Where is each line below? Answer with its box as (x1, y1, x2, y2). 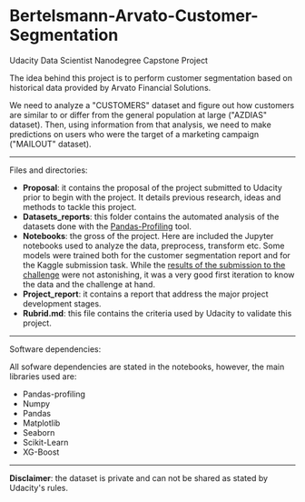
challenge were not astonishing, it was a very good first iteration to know (22, 269, 295, 280)
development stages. (22, 297, 102, 309)
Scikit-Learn (22, 437, 69, 447)
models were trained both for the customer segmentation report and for (22, 249, 290, 260)
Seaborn (22, 427, 55, 437)
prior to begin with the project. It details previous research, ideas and (22, 192, 281, 203)
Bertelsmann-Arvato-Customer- (9, 5, 259, 26)
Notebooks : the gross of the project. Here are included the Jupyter (22, 230, 274, 241)
